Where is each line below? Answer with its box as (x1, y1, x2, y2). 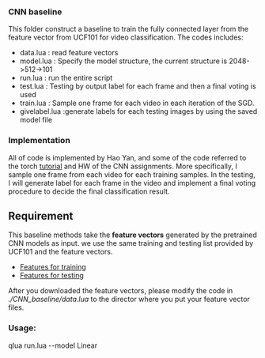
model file (19, 115, 53, 125)
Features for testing (19, 271, 85, 281)
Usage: (8, 322, 37, 334)
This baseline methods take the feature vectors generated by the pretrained (8, 230, 257, 239)
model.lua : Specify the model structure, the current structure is (19, 56, 228, 66)
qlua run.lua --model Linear (8, 341, 97, 350)
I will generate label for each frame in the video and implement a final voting (8, 178, 256, 187)
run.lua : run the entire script (19, 73, 113, 83)
